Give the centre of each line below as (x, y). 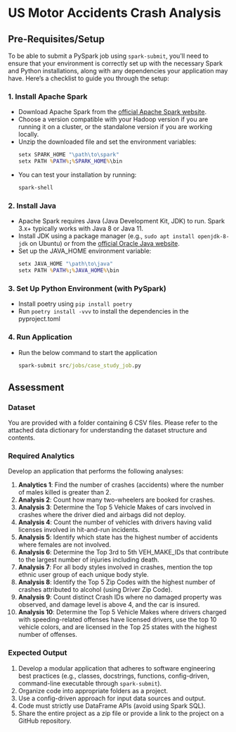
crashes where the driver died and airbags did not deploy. (102, 515)
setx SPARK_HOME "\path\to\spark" (68, 155)
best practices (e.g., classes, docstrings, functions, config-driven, (114, 676)
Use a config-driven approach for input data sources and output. (112, 698)
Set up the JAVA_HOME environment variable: (85, 251)
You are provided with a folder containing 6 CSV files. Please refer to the (113, 423)
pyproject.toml (39, 319)
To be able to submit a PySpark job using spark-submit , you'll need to (109, 56)
